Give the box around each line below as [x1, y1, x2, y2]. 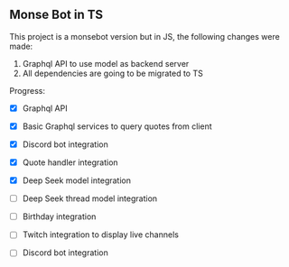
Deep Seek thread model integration [22, 193, 158, 204]
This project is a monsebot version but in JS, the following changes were [9, 31, 280, 41]
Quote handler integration [22, 157, 119, 168]
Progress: [9, 85, 45, 96]
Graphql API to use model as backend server [22, 58, 190, 69]
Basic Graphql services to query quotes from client [22, 121, 212, 132]
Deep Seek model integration [22, 175, 131, 186]
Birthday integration [22, 211, 97, 222]
